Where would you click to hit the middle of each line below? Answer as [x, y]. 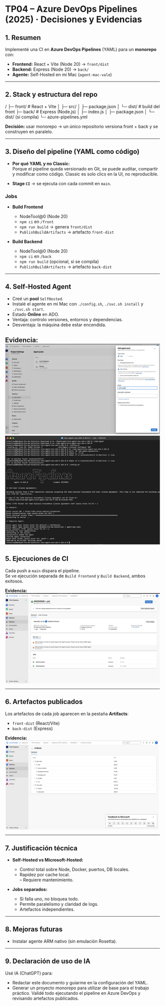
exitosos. [14, 581]
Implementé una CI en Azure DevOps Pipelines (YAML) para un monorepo [81, 49]
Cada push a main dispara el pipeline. [42, 570]
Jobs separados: [30, 889]
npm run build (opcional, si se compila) [59, 261]
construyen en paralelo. [29, 132]
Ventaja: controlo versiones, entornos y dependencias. [68, 319]
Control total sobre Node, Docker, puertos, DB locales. [74, 869]
